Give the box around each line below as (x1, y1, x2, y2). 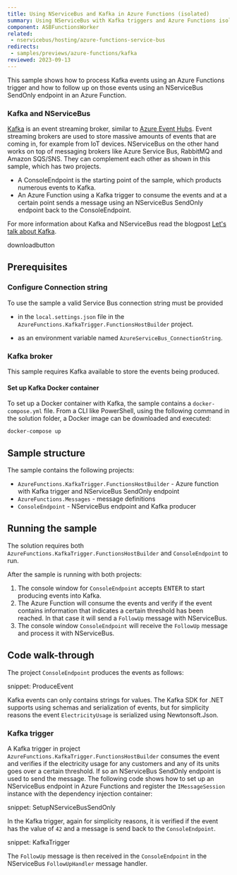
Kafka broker (7, 351, 53, 361)
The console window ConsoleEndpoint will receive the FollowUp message (17, 621, 228, 630)
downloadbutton (7, 241, 55, 250)
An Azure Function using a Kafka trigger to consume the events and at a (17, 191, 227, 199)
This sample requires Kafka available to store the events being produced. (7, 367, 220, 376)
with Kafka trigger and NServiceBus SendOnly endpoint (17, 487, 180, 496)
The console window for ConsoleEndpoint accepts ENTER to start (17, 584, 205, 592)
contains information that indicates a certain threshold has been (17, 606, 203, 615)
